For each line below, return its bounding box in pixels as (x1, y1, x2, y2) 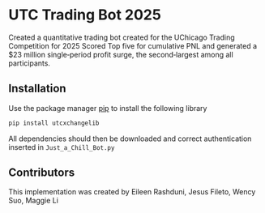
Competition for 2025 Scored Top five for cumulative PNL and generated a (8, 40, 258, 50)
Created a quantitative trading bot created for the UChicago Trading (8, 32, 235, 42)
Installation (8, 82, 66, 96)
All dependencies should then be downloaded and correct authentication (8, 134, 252, 143)
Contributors (8, 166, 75, 180)
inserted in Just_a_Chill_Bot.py (8, 142, 115, 151)
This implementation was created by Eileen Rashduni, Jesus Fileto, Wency (8, 187, 256, 197)
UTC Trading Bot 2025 (8, 6, 162, 24)
